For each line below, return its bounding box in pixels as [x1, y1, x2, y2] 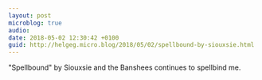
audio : [8, 26, 30, 34]
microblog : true [8, 19, 62, 27]
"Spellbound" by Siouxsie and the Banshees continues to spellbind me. [8, 63, 241, 72]
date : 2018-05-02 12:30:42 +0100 [8, 33, 119, 42]
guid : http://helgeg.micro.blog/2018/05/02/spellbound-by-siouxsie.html [8, 41, 255, 49]
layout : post [8, 11, 52, 20]
